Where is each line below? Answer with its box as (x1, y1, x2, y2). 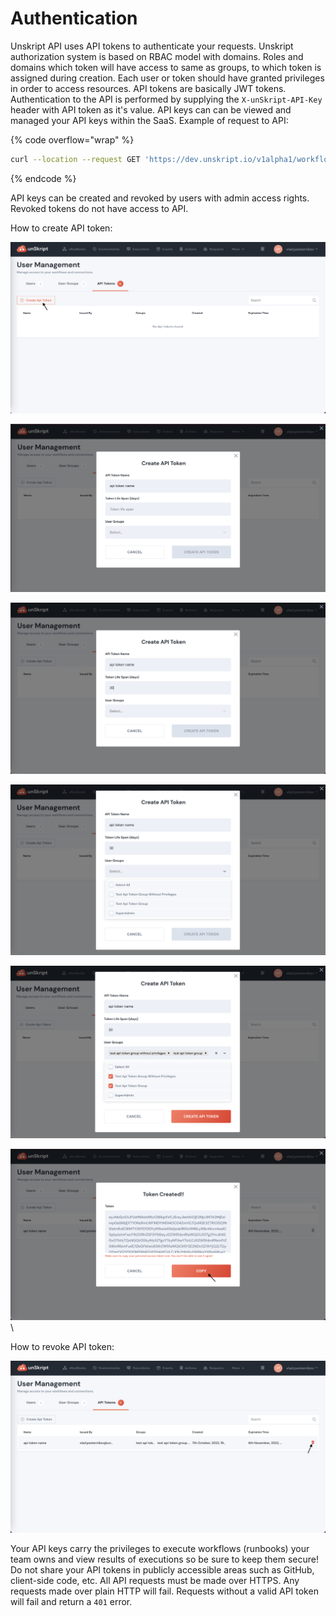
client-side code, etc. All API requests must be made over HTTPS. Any (10, 1574, 300, 1586)
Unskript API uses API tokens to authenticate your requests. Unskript (10, 40, 294, 52)
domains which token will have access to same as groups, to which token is (10, 61, 322, 73)
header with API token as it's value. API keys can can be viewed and (10, 103, 292, 116)
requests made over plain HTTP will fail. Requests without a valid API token (10, 1585, 319, 1597)
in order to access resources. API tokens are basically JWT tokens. (10, 82, 287, 94)
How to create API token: (10, 222, 113, 234)
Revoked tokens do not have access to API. (10, 202, 189, 214)
